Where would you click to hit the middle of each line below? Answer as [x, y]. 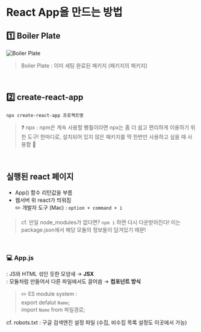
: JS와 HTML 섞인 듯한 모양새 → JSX [50, 274]
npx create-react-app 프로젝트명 [45, 115]
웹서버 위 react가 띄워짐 [43, 200]
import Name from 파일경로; [53, 309]
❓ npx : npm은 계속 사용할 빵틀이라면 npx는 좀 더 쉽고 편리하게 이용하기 [105, 127]
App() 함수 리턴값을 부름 [44, 192]
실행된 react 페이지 [40, 177]
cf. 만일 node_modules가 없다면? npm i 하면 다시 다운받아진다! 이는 [101, 222]
